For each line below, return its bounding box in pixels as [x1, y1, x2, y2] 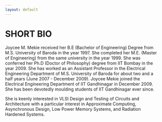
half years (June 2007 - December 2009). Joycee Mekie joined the [5, 75, 140, 81]
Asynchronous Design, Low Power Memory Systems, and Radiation [5, 106, 141, 112]
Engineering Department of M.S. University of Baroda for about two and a [5, 71, 153, 76]
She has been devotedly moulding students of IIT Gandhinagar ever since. [5, 86, 155, 92]
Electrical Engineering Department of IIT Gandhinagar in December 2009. [5, 81, 153, 87]
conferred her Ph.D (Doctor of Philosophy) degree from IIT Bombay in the [5, 60, 153, 66]
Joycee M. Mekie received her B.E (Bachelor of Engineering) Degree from [5, 45, 154, 50]
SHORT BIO [5, 28, 52, 39]
